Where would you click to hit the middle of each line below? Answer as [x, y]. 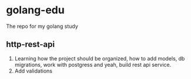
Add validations [33, 71]
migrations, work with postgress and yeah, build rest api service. [93, 64]
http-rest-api [30, 44]
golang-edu [35, 10]
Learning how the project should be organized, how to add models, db [100, 58]
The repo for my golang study [42, 26]
